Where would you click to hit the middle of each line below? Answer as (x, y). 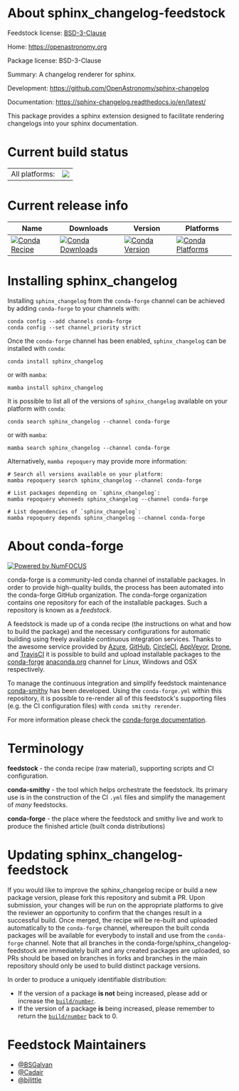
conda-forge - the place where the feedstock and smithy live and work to (115, 819)
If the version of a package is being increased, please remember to (116, 1008)
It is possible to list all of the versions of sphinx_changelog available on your (117, 401)
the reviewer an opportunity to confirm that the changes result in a (105, 912)
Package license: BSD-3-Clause (54, 60)
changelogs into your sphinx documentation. (73, 123)
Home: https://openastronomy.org (57, 46)
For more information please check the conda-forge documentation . (107, 719)
